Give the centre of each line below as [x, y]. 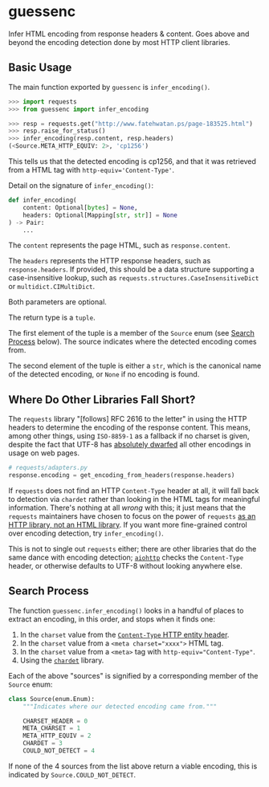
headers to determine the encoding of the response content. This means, [129, 427]
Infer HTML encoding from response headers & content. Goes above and [129, 34]
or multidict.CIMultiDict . [51, 287]
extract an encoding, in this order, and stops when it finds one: [112, 619]
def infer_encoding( [43, 200]
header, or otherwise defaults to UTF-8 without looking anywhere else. [125, 565]
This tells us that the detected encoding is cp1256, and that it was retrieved [132, 161]
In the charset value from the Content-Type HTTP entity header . [124, 634]
